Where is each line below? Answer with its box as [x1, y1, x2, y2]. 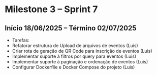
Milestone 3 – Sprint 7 [5, 4, 98, 15]
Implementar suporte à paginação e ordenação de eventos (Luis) [12, 59, 148, 64]
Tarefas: [12, 37, 30, 43]
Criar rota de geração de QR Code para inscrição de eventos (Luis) [12, 48, 153, 54]
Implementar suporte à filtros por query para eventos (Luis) [12, 53, 137, 59]
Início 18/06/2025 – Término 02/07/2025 [5, 24, 137, 32]
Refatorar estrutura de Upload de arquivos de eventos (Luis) [12, 43, 138, 49]
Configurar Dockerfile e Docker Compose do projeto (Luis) [12, 64, 135, 70]
